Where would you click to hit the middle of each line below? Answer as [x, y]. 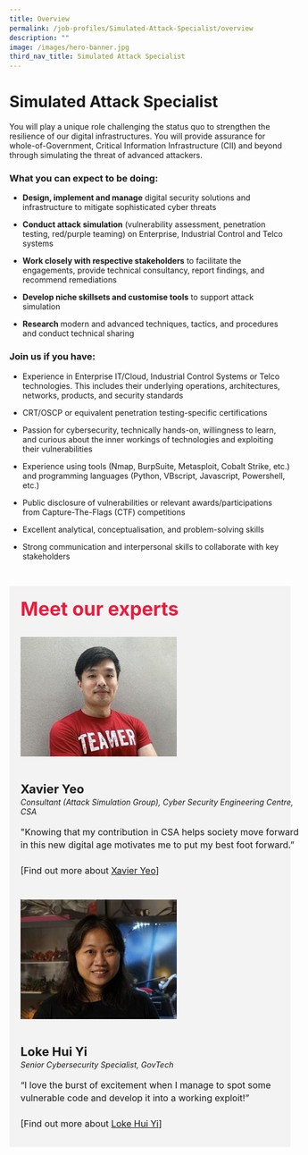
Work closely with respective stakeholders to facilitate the [132, 261]
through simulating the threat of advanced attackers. [106, 156]
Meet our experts [100, 608]
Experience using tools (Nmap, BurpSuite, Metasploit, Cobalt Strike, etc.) [156, 466]
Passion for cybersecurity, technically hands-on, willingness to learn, [149, 430]
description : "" [39, 38]
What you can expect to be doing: [84, 178]
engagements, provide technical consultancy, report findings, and [143, 270]
